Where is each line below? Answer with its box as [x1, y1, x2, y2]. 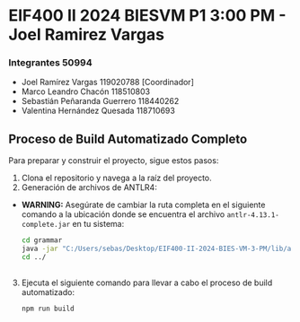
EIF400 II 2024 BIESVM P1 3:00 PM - [8, 5, 287, 26]
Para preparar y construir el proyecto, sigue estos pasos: [8, 155, 219, 166]
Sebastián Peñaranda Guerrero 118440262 [21, 96, 180, 107]
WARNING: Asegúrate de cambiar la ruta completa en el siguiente [21, 199, 266, 211]
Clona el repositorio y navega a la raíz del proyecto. [21, 172, 212, 184]
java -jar [21, 244, 59, 254]
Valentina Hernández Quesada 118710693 [21, 105, 176, 117]
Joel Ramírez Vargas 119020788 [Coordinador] [21, 77, 194, 88]
